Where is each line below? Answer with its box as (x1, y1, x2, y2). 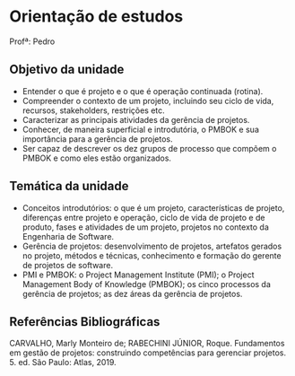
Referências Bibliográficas (9, 314, 161, 329)
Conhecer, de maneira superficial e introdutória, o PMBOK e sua (22, 124, 260, 135)
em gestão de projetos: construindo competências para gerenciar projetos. (9, 347, 287, 358)
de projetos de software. (22, 259, 114, 270)
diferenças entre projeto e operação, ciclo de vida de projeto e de (22, 212, 265, 223)
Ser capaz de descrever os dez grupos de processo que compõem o (22, 143, 277, 153)
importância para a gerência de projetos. (22, 133, 173, 144)
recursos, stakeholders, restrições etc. (22, 105, 166, 116)
